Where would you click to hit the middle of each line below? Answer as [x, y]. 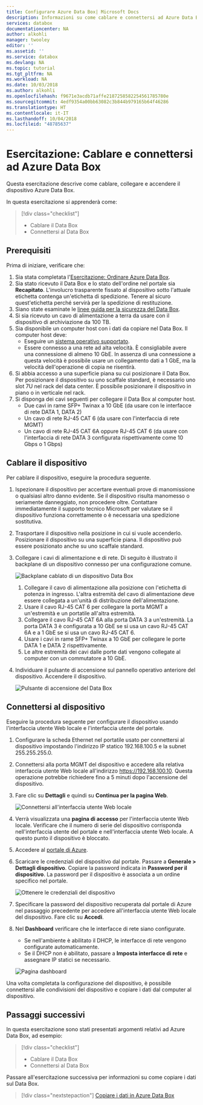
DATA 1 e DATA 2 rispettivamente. [66, 645]
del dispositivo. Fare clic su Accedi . [59, 917]
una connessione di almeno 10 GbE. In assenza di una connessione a [110, 354]
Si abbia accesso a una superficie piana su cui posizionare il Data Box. [103, 373]
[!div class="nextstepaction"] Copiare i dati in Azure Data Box [98, 1095]
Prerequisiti [29, 251]
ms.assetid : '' [25, 51]
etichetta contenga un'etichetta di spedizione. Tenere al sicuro [93, 296]
